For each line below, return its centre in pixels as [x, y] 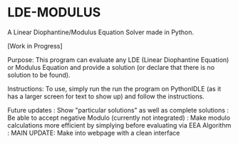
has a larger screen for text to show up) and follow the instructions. [106, 96]
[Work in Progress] [35, 46]
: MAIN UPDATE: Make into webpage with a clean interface [94, 133]
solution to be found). [39, 75]
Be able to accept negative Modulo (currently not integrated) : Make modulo [119, 118]
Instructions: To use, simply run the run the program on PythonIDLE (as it [114, 88]
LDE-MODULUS [54, 12]
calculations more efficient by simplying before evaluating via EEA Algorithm [119, 125]
